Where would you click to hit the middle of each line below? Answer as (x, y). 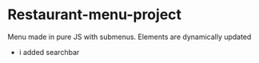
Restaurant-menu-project (94, 15)
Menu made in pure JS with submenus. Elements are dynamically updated (129, 37)
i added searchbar (49, 52)
